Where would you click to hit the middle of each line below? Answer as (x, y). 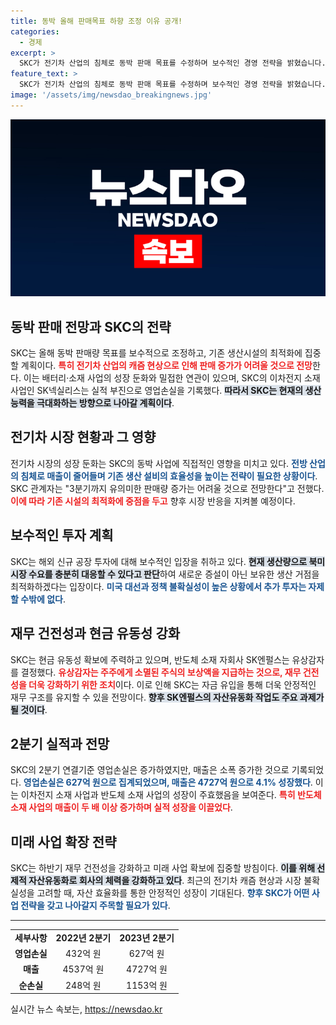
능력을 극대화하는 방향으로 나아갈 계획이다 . (92, 403)
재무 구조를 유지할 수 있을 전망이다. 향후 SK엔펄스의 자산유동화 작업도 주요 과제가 (167, 697)
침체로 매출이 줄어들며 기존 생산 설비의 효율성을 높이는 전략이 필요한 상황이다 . (169, 476)
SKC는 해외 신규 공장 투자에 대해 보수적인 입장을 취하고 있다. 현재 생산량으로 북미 (168, 561)
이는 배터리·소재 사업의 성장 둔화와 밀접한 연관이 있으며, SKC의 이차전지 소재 (172, 378)
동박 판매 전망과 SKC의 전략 (91, 326)
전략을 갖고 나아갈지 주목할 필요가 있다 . (95, 906)
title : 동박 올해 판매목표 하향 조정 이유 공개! (96, 21)
